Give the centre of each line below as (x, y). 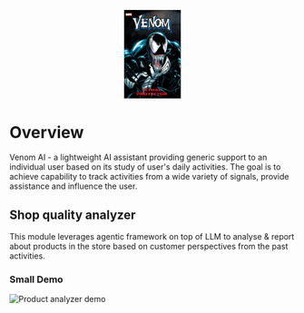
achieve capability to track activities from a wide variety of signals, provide (149, 177)
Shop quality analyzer (73, 215)
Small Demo (36, 279)
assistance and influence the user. (74, 186)
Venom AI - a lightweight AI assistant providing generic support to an (138, 157)
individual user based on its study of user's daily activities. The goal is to (145, 167)
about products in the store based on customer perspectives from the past (149, 247)
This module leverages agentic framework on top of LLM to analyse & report (152, 237)
